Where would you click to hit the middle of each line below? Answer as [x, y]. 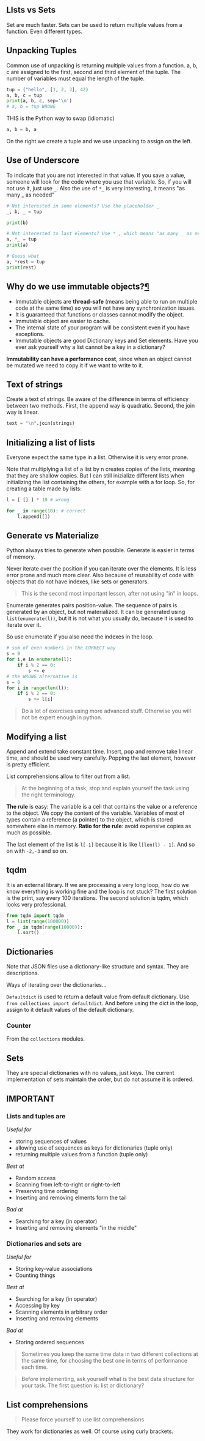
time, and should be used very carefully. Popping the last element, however [101, 758]
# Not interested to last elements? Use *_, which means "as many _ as [99, 234]
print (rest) [21, 268]
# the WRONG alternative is [42, 676]
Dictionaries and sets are [44, 1243]
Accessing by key [37, 1306]
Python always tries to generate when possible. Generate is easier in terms [100, 550]
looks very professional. [37, 904]
